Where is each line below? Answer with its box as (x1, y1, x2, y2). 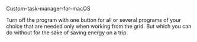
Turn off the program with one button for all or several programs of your (6, 17, 182, 23)
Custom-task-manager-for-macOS (6, 5, 91, 12)
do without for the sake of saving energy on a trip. (6, 29, 128, 36)
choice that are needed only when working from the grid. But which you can (6, 23, 192, 30)
